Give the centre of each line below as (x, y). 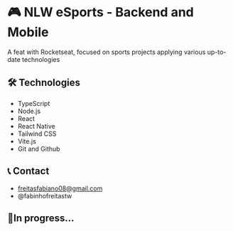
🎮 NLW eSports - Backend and (101, 12)
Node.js (29, 111)
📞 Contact (28, 171)
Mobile (28, 32)
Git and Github (39, 149)
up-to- (217, 52)
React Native (36, 126)
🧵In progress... (41, 218)
